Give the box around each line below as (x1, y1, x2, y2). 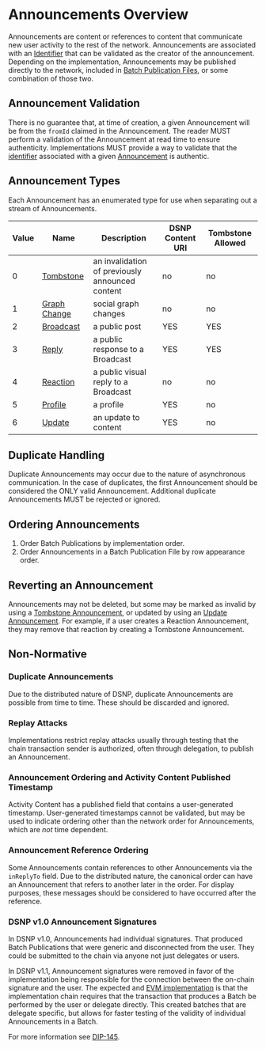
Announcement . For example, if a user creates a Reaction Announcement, (8, 616, 249, 626)
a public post (93, 320, 142, 331)
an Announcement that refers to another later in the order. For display (8, 880, 235, 889)
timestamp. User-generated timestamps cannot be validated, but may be (8, 809, 245, 818)
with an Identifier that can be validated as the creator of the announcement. (8, 48, 255, 58)
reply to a (93, 376, 128, 387)
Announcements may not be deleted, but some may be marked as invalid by (8, 600, 256, 608)
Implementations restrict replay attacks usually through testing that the (8, 735, 239, 744)
